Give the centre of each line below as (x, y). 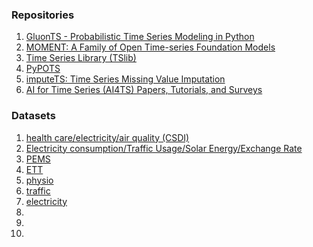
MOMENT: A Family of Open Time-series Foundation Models (150, 47)
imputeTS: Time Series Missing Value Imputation (125, 79)
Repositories (43, 15)
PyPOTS (43, 69)
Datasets (33, 116)
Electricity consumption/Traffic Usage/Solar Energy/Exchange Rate (164, 148)
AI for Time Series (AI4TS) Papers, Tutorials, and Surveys (144, 90)
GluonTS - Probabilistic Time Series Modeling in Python (140, 37)
